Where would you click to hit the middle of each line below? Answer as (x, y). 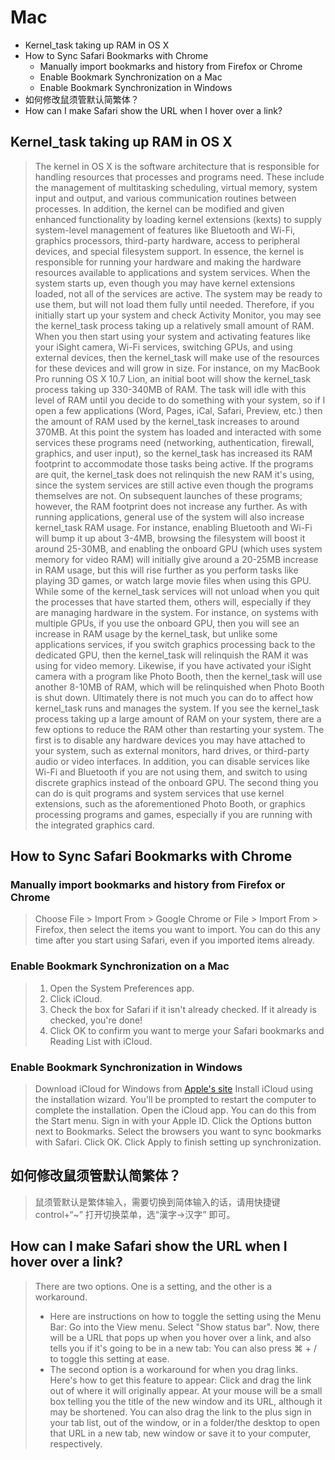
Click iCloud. (76, 998)
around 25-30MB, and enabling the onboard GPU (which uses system (178, 548)
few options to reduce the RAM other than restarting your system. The (179, 729)
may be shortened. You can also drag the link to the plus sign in (180, 1412)
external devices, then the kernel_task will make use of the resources (177, 357)
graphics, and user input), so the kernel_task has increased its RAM (173, 453)
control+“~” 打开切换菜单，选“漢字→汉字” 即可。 (135, 1214)
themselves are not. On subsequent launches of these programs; (168, 495)
